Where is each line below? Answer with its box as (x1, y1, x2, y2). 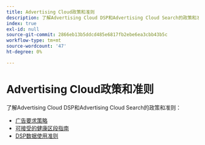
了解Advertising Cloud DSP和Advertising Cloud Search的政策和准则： (6, 103, 182, 111)
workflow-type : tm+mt (6, 37, 62, 43)
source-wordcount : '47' (6, 43, 67, 50)
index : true (6, 20, 37, 26)
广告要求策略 (15, 117, 48, 124)
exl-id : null (6, 26, 40, 32)
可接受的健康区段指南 (15, 124, 69, 132)
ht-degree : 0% (6, 49, 43, 55)
